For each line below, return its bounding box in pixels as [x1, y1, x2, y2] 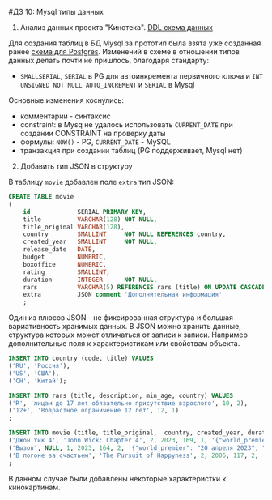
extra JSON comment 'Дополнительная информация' [23, 291, 223, 299]
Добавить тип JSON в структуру [19, 161, 133, 171]
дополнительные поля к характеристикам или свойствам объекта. [8, 339, 240, 348]
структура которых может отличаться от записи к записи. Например [8, 330, 249, 340]
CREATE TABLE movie [8, 193, 74, 201]
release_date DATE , [23, 246, 96, 254]
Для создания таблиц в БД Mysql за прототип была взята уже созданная [8, 38, 261, 48]
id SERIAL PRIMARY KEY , [23, 207, 147, 216]
